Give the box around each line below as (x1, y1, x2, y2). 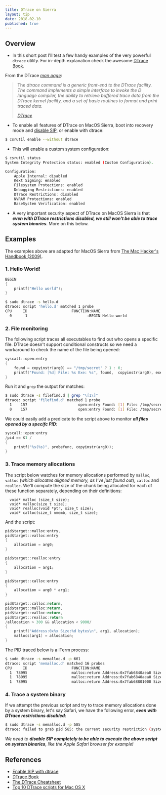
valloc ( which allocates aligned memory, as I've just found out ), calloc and (5, 477, 159, 483)
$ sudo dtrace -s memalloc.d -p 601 (5, 656, 81, 661)
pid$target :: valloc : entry (5, 533, 58, 538)
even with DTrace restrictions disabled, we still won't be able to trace (12, 215, 158, 221)
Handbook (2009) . (5, 253, 43, 259)
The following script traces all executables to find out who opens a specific (5, 336, 158, 342)
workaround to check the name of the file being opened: (5, 347, 120, 353)
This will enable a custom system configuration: (12, 146, 110, 152)
